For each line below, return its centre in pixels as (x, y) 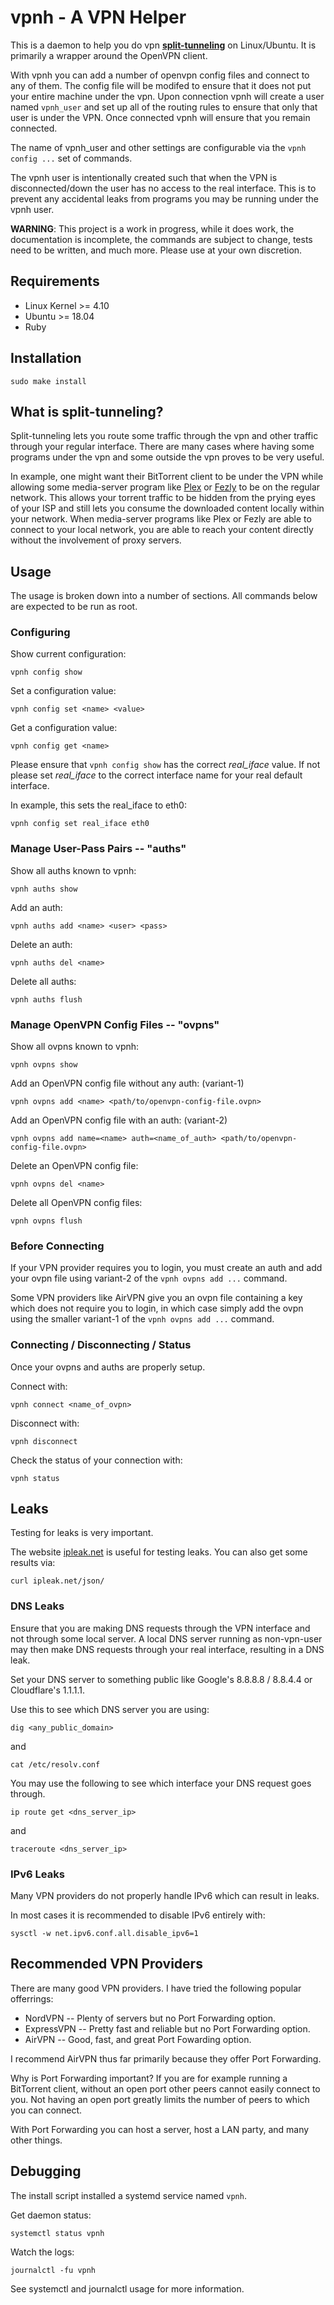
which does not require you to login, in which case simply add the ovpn (157, 1308)
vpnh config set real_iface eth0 (80, 824)
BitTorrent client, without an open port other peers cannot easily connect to (165, 2088)
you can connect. (46, 2110)
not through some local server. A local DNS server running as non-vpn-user (166, 1638)
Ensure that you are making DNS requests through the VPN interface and (160, 1628)
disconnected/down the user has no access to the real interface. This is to (163, 188)
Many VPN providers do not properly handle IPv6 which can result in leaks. (165, 1896)
